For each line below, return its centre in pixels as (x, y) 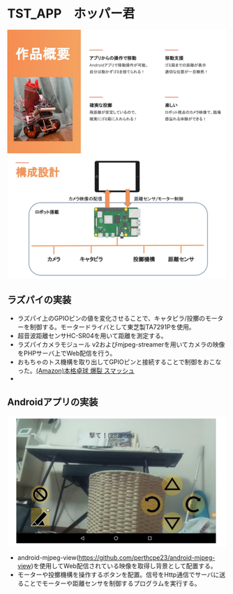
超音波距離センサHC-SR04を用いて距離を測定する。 (92, 335)
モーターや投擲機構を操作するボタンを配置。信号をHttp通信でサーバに (118, 575)
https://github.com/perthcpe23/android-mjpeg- (147, 558)
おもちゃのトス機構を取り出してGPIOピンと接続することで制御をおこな (119, 362)
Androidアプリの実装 (53, 402)
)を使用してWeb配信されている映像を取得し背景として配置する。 (124, 566)
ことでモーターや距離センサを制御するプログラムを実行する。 (112, 584)
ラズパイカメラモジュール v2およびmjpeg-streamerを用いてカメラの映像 (121, 344)
